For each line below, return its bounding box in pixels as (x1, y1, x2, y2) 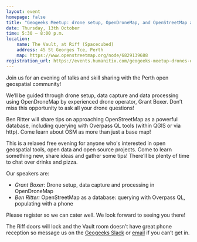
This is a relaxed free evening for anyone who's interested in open (6, 140, 166, 147)
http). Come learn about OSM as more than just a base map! (6, 128, 151, 135)
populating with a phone (14, 200, 73, 207)
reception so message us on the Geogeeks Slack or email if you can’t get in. (6, 229, 190, 236)
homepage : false (6, 14, 46, 20)
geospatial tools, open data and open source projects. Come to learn (6, 145, 172, 153)
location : (6, 36, 30, 42)
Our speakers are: (6, 170, 50, 177)
